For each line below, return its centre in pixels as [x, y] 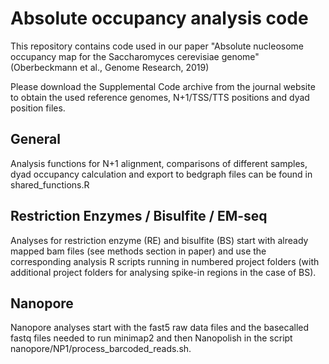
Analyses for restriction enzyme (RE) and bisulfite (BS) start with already [159, 240]
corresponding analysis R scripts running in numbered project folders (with [165, 261]
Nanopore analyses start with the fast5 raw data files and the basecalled [160, 328]
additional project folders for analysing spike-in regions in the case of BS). [163, 272]
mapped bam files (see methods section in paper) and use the [138, 251]
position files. [38, 108]
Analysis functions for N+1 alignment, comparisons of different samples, [159, 163]
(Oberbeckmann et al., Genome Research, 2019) [110, 67]
